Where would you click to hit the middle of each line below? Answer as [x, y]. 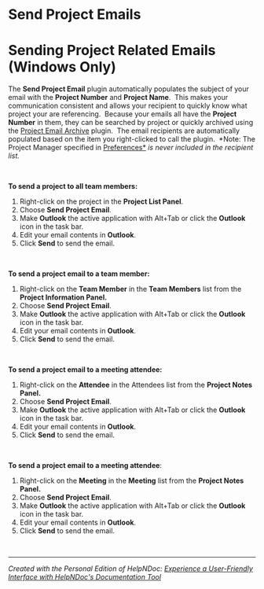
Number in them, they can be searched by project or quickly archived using [131, 123]
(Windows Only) [62, 67]
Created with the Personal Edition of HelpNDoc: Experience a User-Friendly [131, 569]
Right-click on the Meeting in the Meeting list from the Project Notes [132, 480]
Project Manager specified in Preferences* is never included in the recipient [131, 148]
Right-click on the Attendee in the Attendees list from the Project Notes [136, 385]
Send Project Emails [75, 15]
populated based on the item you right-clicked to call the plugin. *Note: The [132, 139]
